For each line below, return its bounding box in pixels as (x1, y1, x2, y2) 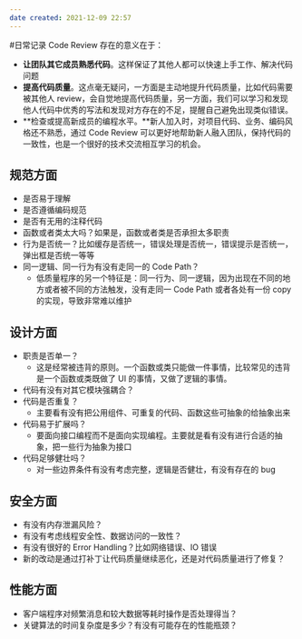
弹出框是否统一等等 (22, 250, 95, 261)
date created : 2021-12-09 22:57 (9, 13, 132, 23)
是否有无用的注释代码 (22, 215, 102, 227)
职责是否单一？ (22, 351, 79, 362)
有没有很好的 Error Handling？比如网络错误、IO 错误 (22, 542, 218, 553)
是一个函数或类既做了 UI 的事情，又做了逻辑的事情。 (35, 374, 232, 384)
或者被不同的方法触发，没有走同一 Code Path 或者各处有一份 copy (44, 284, 292, 295)
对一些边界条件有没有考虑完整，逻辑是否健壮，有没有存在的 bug (35, 464, 276, 475)
